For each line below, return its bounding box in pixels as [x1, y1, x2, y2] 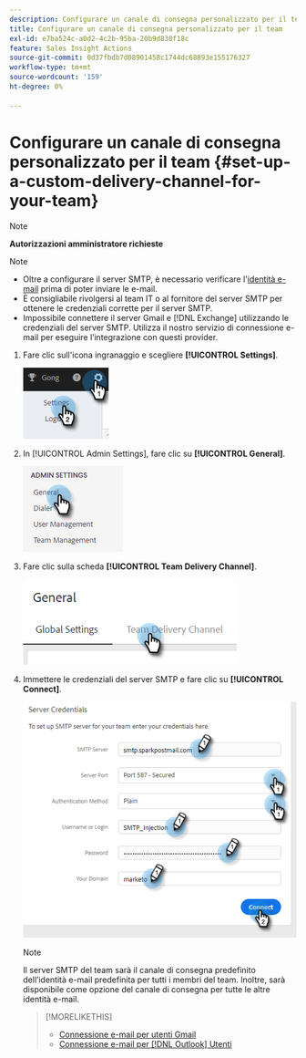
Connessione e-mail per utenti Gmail [58, 1029, 197, 1040]
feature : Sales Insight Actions [9, 44, 132, 53]
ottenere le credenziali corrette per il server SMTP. [22, 302, 213, 314]
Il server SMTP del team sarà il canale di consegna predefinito [22, 965, 257, 976]
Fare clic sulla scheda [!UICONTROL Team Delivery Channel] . [22, 561, 257, 572]
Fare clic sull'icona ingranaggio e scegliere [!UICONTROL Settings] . [22, 349, 279, 360]
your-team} [9, 190, 99, 211]
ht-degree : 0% [9, 82, 64, 91]
